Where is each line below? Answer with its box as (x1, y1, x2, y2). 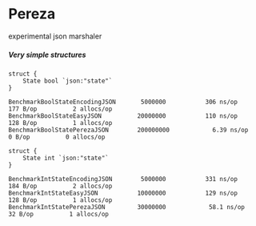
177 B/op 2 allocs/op (8, 105, 113, 113)
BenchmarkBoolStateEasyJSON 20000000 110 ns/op (8, 111, 238, 120)
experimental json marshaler (8, 31, 102, 41)
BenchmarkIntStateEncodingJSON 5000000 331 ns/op (8, 175, 238, 183)
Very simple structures (8, 50, 86, 59)
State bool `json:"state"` (22, 77, 113, 85)
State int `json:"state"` (22, 154, 110, 162)
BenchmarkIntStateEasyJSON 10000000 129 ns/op (8, 189, 238, 197)
